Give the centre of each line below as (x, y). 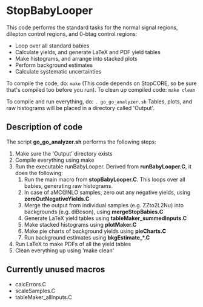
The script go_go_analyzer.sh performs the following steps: (81, 142)
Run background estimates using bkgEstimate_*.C (87, 237)
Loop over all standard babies (52, 46)
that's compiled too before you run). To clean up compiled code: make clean (101, 89)
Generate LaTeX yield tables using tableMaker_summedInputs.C (105, 218)
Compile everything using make (55, 160)
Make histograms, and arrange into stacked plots (76, 58)
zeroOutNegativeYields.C (57, 199)
